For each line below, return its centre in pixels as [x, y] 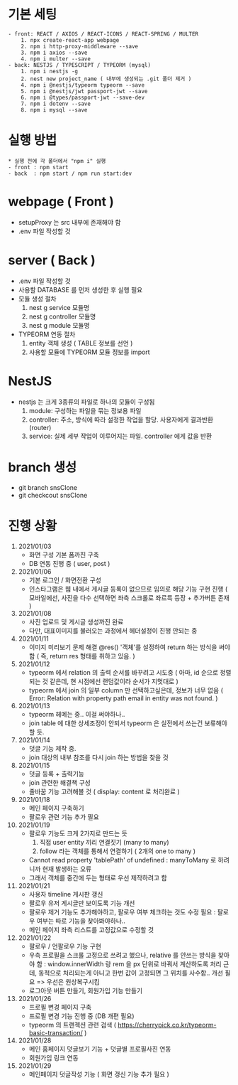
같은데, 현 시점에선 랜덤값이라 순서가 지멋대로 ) [114, 681]
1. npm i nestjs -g [50, 71]
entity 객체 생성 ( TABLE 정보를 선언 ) [81, 343]
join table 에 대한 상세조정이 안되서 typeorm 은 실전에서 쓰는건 [116, 723]
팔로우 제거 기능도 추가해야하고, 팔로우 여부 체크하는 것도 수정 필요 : [122, 912]
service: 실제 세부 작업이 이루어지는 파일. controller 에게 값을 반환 [120, 436]
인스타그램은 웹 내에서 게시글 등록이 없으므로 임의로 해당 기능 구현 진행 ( [128, 589]
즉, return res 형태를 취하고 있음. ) [88, 656]
